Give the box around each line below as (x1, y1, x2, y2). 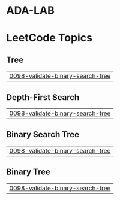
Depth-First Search (6, 92, 80, 102)
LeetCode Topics (6, 31, 93, 45)
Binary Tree (6, 167, 51, 177)
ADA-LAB (6, 4, 55, 17)
